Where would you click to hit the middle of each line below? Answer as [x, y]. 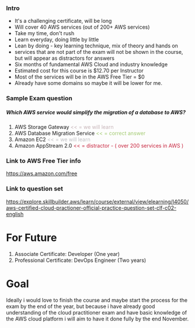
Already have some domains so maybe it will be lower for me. [88, 83]
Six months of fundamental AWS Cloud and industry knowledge [91, 64]
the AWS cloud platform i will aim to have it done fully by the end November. [97, 319]
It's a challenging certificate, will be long [63, 21]
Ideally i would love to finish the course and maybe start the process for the [97, 300]
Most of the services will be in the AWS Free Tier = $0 [79, 77]
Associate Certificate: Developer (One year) [67, 254]
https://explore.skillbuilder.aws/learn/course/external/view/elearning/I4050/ [97, 201]
